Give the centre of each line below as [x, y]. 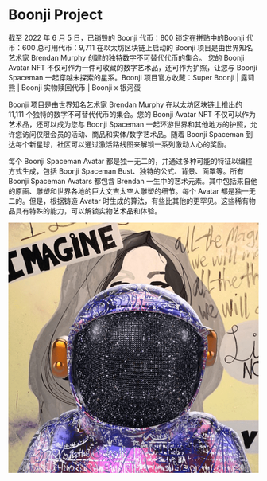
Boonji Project [56, 15]
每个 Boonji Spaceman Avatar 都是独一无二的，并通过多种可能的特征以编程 [130, 161]
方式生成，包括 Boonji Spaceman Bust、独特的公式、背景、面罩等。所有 [126, 171]
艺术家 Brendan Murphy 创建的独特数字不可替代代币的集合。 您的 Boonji [126, 57]
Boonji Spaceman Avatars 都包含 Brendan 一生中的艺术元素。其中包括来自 [130, 181]
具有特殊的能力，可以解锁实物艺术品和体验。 [88, 211]
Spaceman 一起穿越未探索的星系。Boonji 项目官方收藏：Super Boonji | [124, 77]
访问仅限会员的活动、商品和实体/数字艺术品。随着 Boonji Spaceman [133, 134]
